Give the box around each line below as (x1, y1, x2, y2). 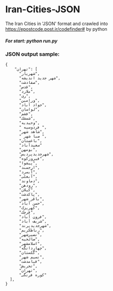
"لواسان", (18, 107, 40, 112)
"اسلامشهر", (18, 241, 42, 247)
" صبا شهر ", (18, 134, 47, 139)
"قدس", (18, 84, 33, 90)
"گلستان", (18, 250, 40, 255)
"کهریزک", (18, 206, 40, 211)
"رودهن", (18, 183, 38, 188)
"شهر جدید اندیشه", (18, 76, 60, 81)
